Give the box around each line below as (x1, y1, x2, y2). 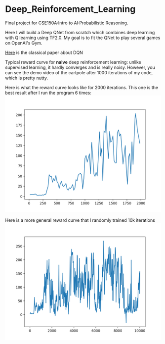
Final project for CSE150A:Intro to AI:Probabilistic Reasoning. (5, 20, 128, 26)
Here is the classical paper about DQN (5, 49, 83, 55)
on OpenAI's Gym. (5, 40, 42, 46)
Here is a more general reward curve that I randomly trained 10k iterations (5, 217, 156, 223)
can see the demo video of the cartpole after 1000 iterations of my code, (5, 69, 153, 75)
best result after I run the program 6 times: (5, 90, 91, 96)
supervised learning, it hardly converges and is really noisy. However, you (5, 64, 155, 70)
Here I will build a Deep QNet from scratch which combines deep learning (5, 29, 155, 35)
